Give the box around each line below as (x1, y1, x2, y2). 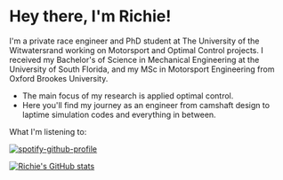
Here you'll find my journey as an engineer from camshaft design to (21, 99, 270, 110)
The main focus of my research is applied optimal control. (21, 90, 234, 101)
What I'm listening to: (9, 126, 87, 137)
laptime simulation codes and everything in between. (21, 109, 216, 120)
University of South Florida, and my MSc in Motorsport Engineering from (9, 64, 275, 74)
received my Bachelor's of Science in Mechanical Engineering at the (9, 54, 260, 65)
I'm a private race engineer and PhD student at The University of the (9, 35, 260, 46)
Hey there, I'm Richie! (9, 6, 172, 27)
